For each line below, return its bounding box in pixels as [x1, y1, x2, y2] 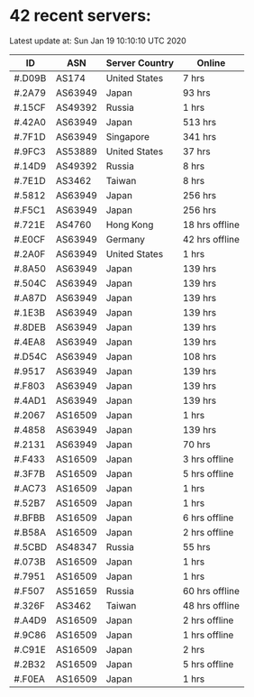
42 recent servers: [9, 5, 151, 26]
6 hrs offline [182, 511, 234, 524]
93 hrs [182, 87, 211, 99]
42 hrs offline [182, 233, 240, 245]
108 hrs [182, 350, 217, 362]
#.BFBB [14, 511, 46, 524]
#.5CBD [14, 540, 48, 553]
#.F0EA [14, 673, 45, 685]
